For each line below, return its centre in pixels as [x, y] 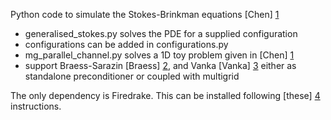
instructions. [36, 106]
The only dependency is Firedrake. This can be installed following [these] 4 [165, 95]
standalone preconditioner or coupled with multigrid [132, 76]
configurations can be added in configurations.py [126, 44]
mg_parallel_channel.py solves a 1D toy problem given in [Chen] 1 [159, 55]
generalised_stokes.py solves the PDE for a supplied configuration [161, 33]
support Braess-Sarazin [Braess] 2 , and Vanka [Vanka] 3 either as [160, 65]
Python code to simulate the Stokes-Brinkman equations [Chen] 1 [145, 14]
